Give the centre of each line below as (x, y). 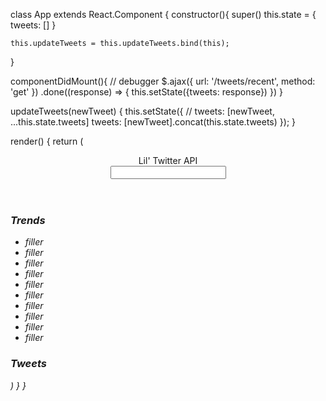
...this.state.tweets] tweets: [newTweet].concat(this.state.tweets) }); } (153, 122)
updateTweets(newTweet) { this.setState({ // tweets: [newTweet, (142, 111)
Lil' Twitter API (168, 160)
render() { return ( (47, 141)
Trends (28, 220)
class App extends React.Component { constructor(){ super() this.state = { (163, 14)
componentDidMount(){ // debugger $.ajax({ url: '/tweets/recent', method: (163, 81)
